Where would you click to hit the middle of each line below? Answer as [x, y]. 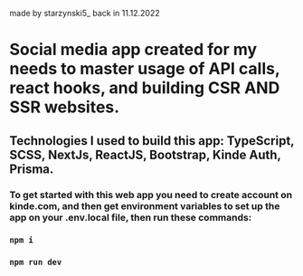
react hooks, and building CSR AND [145, 88]
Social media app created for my [133, 50]
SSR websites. [65, 107]
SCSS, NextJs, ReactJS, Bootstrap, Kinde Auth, [145, 154]
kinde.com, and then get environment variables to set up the [145, 205]
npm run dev [36, 262]
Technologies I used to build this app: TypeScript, [152, 141]
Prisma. [32, 169]
